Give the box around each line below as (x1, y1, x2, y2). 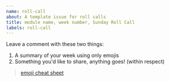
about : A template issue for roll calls (6, 14, 107, 20)
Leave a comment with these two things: (6, 41, 104, 48)
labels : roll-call (6, 24, 51, 31)
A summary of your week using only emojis (14, 52, 119, 59)
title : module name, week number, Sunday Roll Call (6, 19, 135, 25)
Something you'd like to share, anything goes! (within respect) (14, 58, 165, 65)
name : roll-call (6, 8, 46, 15)
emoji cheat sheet (20, 69, 64, 76)
